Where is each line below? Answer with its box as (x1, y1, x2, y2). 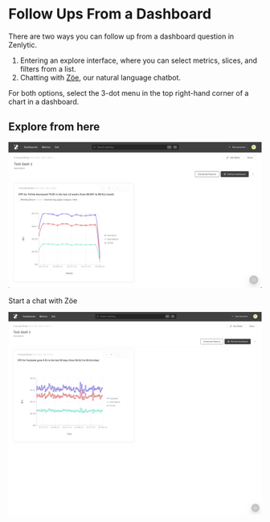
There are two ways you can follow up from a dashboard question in (8, 31, 235, 41)
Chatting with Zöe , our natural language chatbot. (19, 72, 182, 82)
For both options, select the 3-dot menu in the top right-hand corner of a (8, 88, 249, 97)
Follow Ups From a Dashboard (8, 5, 211, 23)
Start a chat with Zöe (8, 295, 78, 306)
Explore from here (8, 120, 100, 134)
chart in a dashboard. (8, 97, 80, 106)
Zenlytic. (8, 39, 38, 49)
